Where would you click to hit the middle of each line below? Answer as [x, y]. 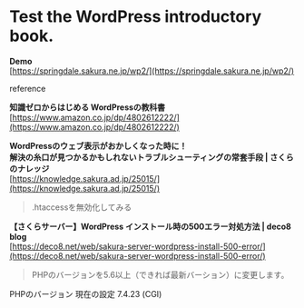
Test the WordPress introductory [136, 17]
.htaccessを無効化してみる [82, 207]
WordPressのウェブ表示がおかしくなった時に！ [98, 145]
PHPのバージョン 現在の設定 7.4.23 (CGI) [86, 293]
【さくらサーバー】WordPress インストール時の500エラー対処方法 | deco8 [151, 226]
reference [28, 88]
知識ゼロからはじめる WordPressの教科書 [88, 107]
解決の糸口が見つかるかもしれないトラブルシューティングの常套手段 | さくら [152, 157]
